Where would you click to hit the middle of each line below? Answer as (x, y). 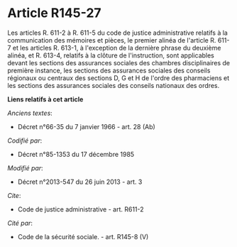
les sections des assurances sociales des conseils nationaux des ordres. (114, 85)
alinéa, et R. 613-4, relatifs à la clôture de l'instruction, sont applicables (111, 55)
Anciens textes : (30, 113)
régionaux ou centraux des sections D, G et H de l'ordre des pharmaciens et (118, 78)
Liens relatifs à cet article (45, 99)
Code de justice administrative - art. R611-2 (81, 209)
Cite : (14, 195)
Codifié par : (25, 141)
